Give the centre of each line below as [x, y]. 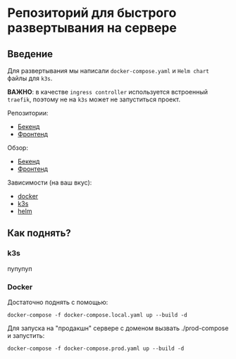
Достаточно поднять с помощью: [58, 302]
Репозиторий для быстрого [92, 13]
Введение [30, 54]
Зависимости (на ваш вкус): [50, 182]
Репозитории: [28, 113]
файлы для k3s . [30, 78]
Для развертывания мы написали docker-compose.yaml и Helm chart [108, 71]
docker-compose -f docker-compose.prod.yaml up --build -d [96, 348]
